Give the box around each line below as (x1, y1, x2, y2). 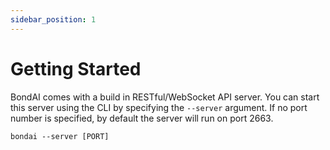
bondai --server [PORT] (10, 131, 110, 141)
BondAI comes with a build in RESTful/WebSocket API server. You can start (10, 91, 320, 103)
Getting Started (10, 57, 142, 80)
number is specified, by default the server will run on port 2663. (10, 112, 274, 124)
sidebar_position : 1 (10, 14, 97, 25)
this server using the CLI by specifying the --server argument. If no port (10, 101, 308, 113)
